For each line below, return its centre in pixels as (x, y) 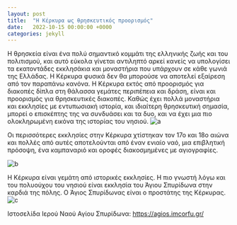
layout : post (27, 14)
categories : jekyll (36, 34)
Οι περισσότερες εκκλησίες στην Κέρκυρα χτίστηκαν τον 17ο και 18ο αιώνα (118, 135)
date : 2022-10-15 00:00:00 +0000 (60, 27)
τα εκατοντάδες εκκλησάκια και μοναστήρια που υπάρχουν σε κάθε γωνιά (117, 69)
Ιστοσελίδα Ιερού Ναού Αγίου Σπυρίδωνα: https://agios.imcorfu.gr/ (105, 214)
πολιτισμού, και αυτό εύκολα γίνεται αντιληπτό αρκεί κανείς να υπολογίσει (119, 62)
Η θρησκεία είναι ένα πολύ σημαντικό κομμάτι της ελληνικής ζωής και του (118, 54)
